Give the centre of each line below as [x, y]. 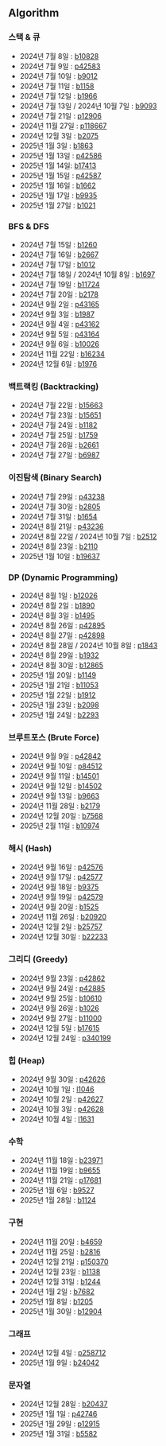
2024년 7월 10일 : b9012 [58, 76]
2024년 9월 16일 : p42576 [61, 867]
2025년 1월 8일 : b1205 [56, 1301]
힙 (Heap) [27, 1060]
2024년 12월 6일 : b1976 [58, 363]
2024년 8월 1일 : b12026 [58, 595]
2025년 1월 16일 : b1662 [58, 185]
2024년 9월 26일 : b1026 [59, 1008]
